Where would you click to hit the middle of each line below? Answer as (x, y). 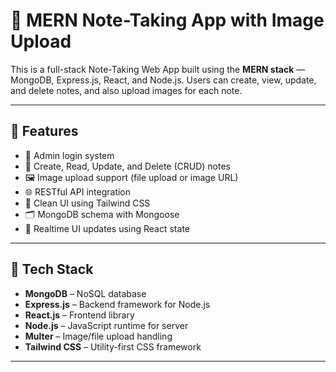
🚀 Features (44, 131)
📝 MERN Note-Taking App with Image (167, 20)
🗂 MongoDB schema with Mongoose (102, 214)
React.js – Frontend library (79, 315)
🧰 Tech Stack (52, 269)
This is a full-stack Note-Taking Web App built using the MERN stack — (158, 69)
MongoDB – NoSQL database (85, 293)
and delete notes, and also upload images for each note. (126, 90)
